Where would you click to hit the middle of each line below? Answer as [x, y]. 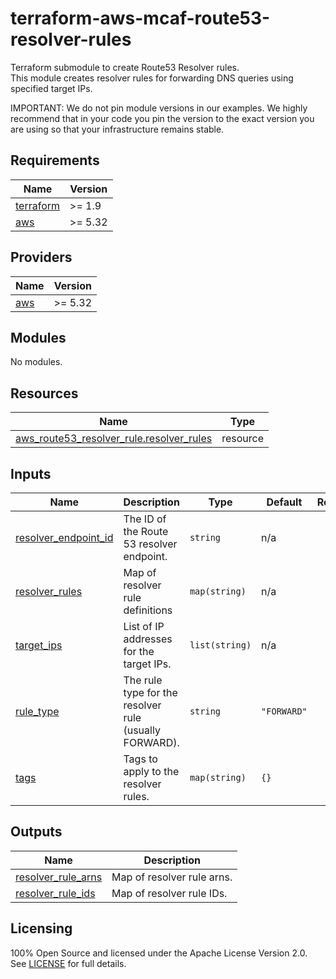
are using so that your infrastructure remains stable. [117, 129]
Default [284, 502]
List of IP [144, 626]
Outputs [36, 832]
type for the [150, 692]
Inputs [31, 473]
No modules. [36, 362]
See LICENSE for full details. [68, 963]
